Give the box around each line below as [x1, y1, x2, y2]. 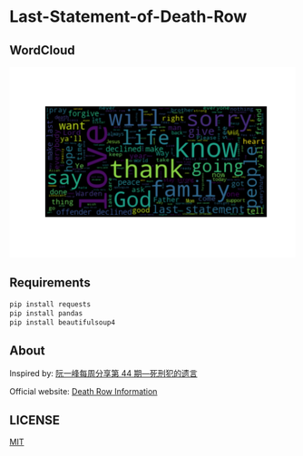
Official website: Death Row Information [9, 386, 158, 397]
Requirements [9, 275, 91, 291]
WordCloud [9, 43, 75, 58]
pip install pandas [9, 309, 83, 318]
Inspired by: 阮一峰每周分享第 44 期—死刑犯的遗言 [9, 368, 198, 379]
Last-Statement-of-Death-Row [9, 6, 248, 27]
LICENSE [9, 412, 61, 428]
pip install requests [9, 300, 92, 309]
